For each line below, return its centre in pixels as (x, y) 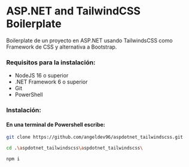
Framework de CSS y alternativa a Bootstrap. (62, 47)
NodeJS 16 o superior (42, 76)
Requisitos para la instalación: (51, 62)
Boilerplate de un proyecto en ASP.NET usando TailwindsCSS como (89, 40)
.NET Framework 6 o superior (51, 82)
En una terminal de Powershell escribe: (56, 124)
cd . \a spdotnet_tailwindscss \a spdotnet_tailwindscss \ (75, 148)
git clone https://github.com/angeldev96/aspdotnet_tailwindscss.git (95, 137)
